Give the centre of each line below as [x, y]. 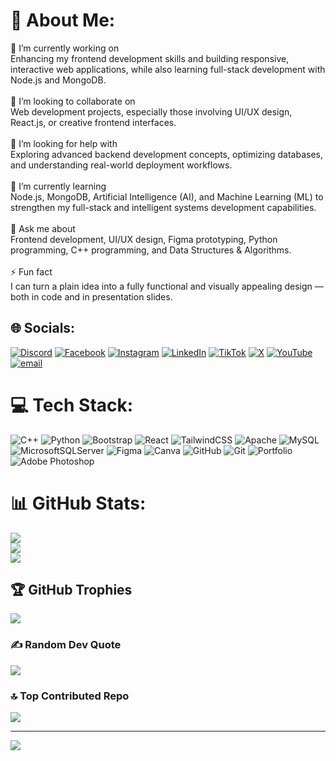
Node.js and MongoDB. [58, 80]
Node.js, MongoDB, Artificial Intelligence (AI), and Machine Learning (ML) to [167, 196]
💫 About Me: [63, 20]
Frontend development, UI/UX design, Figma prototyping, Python [144, 239]
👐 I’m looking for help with [64, 143]
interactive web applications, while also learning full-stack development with [168, 69]
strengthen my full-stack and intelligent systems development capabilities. [163, 207]
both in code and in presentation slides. [91, 296]
